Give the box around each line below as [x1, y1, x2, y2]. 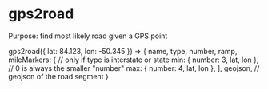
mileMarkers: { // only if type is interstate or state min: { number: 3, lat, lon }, [8, 55, 259, 64]
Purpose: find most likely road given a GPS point [8, 31, 168, 41]
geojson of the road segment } [8, 72, 110, 81]
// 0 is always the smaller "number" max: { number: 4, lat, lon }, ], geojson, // [8, 63, 260, 72]
